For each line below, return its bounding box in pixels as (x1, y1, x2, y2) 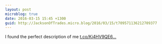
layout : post (5, 7, 32, 12)
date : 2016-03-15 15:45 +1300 (5, 16, 66, 21)
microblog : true (5, 12, 38, 16)
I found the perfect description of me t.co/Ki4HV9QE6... (5, 34, 116, 40)
